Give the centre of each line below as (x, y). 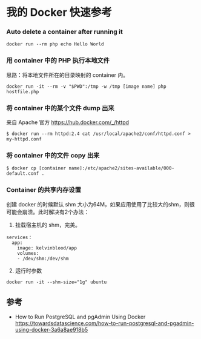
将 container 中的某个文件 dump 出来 (60, 108)
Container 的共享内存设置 (44, 190)
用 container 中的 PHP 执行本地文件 (58, 61)
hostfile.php (23, 91)
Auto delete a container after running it (64, 32)
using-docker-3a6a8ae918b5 (51, 330)
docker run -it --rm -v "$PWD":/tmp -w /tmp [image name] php (86, 86)
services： (20, 237)
